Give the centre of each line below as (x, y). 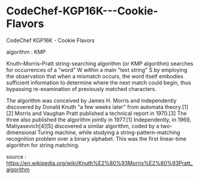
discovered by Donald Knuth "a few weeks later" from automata (85, 107)
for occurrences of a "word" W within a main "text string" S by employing (97, 69)
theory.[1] (177, 107)
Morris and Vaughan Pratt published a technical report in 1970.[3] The (101, 113)
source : (16, 156)
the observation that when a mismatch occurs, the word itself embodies (95, 76)
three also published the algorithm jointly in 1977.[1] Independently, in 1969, (99, 119)
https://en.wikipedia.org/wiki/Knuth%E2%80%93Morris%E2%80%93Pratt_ (99, 163)
